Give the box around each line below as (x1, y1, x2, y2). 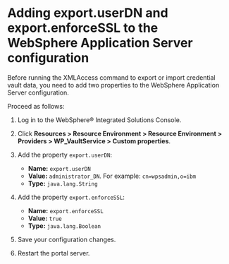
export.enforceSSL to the (7, 20, 159, 36)
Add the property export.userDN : (17, 150, 113, 159)
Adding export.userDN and (7, 5, 168, 21)
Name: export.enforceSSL (27, 206, 104, 215)
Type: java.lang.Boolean (27, 221, 101, 230)
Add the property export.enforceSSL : (17, 193, 125, 201)
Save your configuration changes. (17, 235, 116, 244)
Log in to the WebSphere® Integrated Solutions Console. (17, 115, 182, 124)
